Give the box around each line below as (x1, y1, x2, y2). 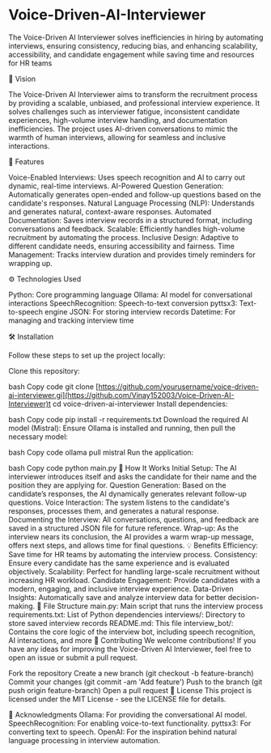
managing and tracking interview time (8, 315, 134, 325)
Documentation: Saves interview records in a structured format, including (8, 215, 253, 225)
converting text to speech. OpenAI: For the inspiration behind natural (8, 726, 237, 737)
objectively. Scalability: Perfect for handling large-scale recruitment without (8, 566, 260, 576)
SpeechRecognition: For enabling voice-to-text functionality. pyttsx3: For (8, 718, 252, 728)
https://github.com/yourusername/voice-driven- (98, 382, 259, 391)
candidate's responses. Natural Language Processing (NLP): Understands (8, 198, 255, 208)
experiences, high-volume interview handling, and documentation (8, 115, 228, 125)
